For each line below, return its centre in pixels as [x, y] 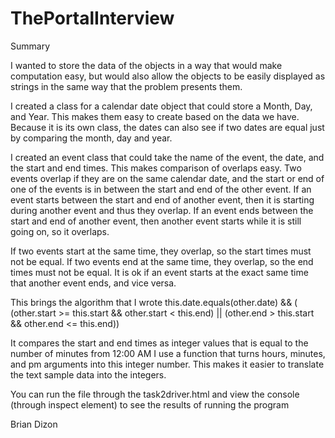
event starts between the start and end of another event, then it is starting [162, 199]
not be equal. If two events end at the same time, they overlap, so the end [162, 261]
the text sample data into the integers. [88, 374]
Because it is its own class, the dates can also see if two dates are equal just [167, 127]
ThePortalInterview [92, 18]
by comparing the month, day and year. [91, 138]
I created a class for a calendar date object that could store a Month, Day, [161, 106]
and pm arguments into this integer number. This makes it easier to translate [167, 364]
